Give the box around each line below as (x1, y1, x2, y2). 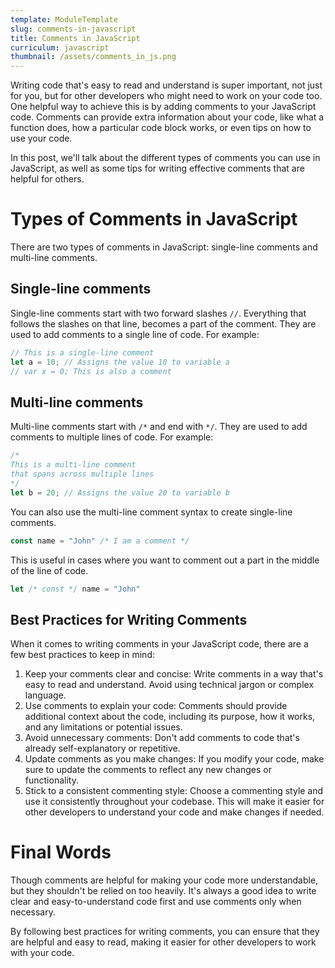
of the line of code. (10, 564, 89, 576)
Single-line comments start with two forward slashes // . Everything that (10, 307, 307, 319)
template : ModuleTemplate (10, 14, 118, 25)
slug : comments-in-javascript (10, 24, 137, 34)
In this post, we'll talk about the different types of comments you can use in (10, 152, 321, 164)
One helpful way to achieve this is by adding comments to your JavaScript (10, 101, 317, 113)
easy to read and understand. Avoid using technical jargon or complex (24, 679, 315, 691)
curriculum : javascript (10, 42, 110, 53)
